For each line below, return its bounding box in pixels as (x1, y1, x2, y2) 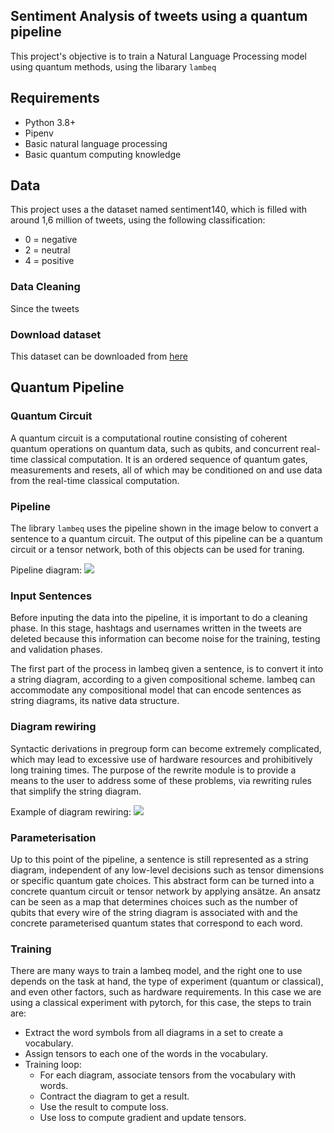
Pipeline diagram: (10, 564, 83, 576)
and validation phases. (10, 644, 103, 656)
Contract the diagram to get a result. (39, 1090, 190, 1103)
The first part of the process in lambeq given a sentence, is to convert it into (10, 663, 324, 675)
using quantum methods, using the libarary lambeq (10, 60, 217, 73)
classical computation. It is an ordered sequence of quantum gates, (30, 453, 308, 465)
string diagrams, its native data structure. (10, 695, 180, 707)
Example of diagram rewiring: (10, 805, 132, 818)
